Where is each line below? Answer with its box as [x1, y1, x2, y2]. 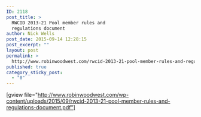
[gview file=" [6, 91, 38, 99]
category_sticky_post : [6, 69, 63, 75]
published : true [6, 64, 47, 70]
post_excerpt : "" [6, 42, 50, 48]
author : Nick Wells [6, 31, 55, 37]
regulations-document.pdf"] [6, 104, 76, 111]
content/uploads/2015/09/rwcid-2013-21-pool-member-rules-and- [6, 97, 170, 105]
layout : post [6, 48, 39, 53]
